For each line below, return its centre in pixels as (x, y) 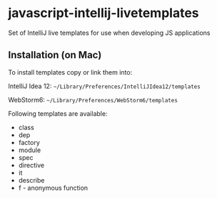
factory (29, 142)
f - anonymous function (53, 188)
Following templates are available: (58, 113)
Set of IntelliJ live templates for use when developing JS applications (109, 33)
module (30, 150)
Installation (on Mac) (55, 55)
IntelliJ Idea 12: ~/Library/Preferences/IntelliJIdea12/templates (104, 86)
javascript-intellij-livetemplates (104, 13)
